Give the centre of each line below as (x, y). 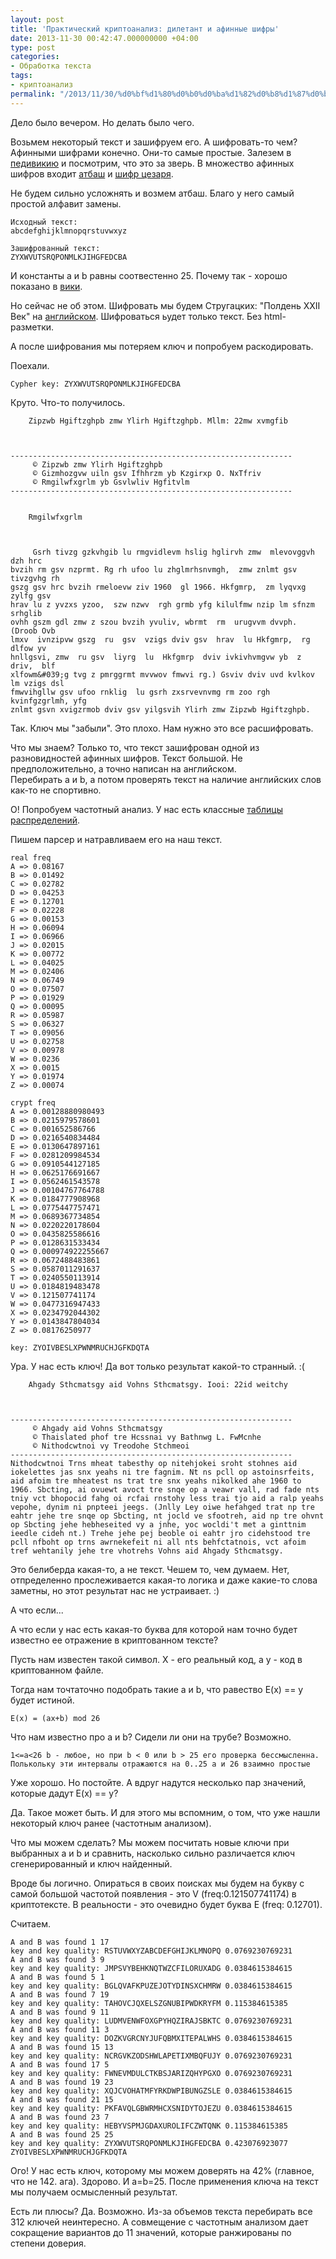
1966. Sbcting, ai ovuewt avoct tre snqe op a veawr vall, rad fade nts (165, 1489)
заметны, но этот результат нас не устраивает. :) (115, 1590)
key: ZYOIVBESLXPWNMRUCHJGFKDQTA (80, 1347)
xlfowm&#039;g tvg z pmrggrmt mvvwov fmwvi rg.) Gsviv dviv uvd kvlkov (162, 674)
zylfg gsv (31, 596)
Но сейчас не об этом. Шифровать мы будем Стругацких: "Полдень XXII (165, 305)
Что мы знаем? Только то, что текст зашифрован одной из (135, 747)
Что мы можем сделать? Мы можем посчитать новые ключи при (150, 1842)
